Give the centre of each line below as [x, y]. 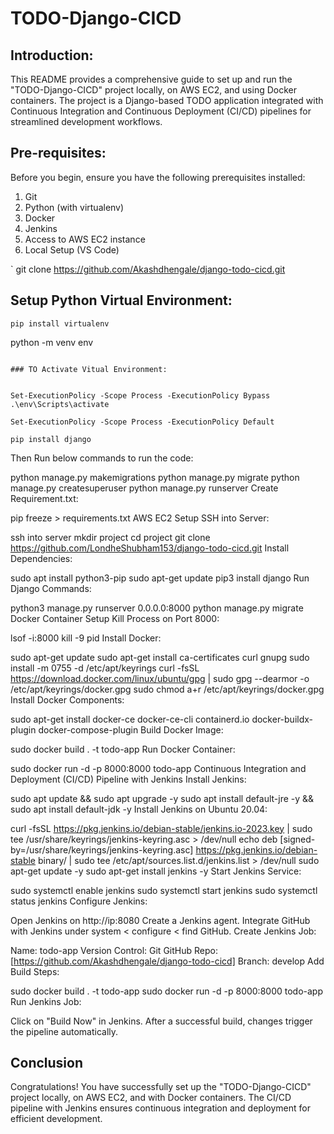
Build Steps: [35, 971]
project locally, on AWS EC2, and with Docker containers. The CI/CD [151, 1098]
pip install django [51, 439]
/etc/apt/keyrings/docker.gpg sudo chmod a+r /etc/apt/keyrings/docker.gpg [167, 689]
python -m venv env [52, 342]
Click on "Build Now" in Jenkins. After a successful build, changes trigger [161, 1021]
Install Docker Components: [67, 699]
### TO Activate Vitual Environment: [89, 369]
